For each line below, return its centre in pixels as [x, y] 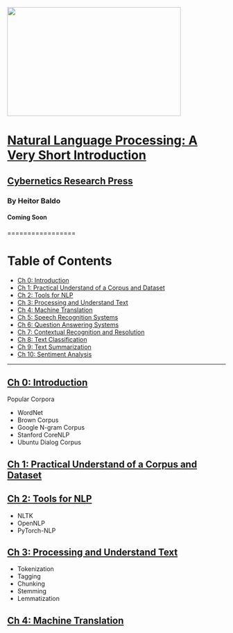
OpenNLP [31, 523]
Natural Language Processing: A [102, 140]
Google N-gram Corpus [51, 428]
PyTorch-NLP [36, 530]
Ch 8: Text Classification [52, 339]
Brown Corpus [38, 420]
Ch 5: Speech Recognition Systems [68, 317]
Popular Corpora [31, 399]
